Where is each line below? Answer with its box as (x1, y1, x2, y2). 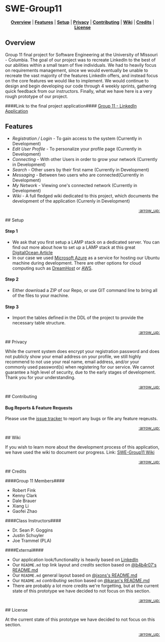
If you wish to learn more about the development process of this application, (5, 444, 160, 450)
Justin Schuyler (12, 533, 44, 538)
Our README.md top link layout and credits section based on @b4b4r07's (12, 562, 157, 568)
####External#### (5, 547, 44, 553)
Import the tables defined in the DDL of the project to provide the (12, 315, 144, 321)
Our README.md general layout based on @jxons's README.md (12, 572, 137, 578)
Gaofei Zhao (12, 508, 38, 514)
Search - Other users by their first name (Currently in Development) (12, 166, 149, 172)
